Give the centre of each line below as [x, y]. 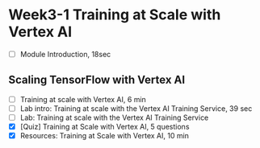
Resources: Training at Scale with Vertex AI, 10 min [105, 136]
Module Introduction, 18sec [65, 54]
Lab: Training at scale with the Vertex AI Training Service [114, 117]
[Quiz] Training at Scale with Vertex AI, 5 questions [105, 127]
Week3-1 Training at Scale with [115, 15]
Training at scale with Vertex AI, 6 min [83, 99]
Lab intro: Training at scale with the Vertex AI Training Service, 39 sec [136, 108]
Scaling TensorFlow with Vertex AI [97, 80]
